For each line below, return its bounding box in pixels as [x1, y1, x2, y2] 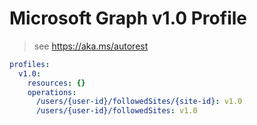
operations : [27, 87, 77, 97]
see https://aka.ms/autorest [33, 40, 149, 52]
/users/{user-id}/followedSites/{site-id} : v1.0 [35, 97, 243, 107]
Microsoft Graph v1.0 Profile [9, 7, 247, 30]
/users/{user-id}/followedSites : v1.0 [35, 106, 198, 116]
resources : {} [27, 78, 86, 88]
